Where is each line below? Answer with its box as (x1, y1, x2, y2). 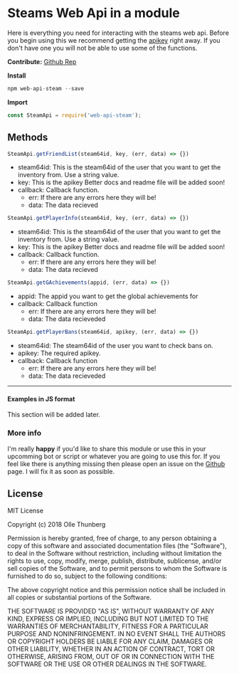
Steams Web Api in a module (7, 5, 180, 21)
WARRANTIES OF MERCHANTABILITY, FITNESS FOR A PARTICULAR (7, 622, 208, 631)
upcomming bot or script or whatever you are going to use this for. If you (7, 452, 221, 460)
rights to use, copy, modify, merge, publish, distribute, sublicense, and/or (7, 557, 222, 565)
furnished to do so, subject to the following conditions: (7, 572, 167, 581)
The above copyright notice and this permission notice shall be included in (7, 586, 225, 594)
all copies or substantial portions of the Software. (7, 593, 152, 602)
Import (7, 98, 28, 106)
